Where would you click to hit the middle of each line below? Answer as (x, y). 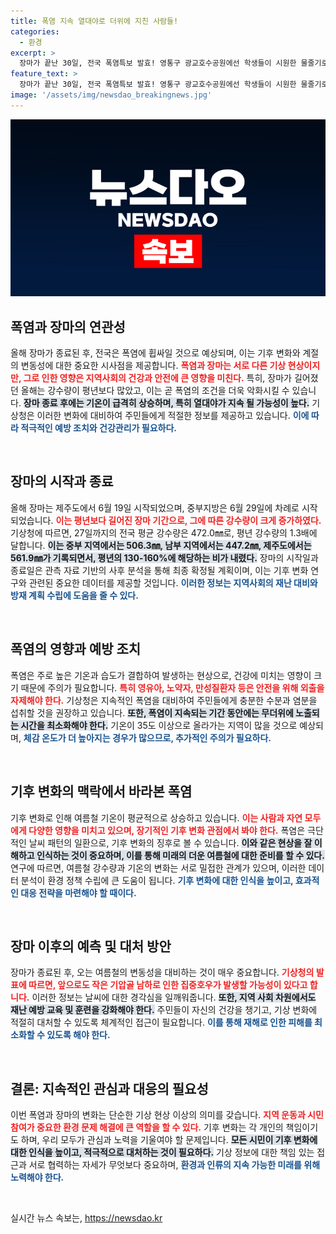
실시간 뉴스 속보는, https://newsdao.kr (86, 1218)
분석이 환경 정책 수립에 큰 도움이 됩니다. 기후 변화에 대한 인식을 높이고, (157, 880)
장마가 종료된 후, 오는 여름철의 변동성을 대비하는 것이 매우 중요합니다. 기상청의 (162, 972)
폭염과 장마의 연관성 (68, 326)
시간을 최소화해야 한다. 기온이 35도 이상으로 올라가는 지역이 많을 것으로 (159, 725)
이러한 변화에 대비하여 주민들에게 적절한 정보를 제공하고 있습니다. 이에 (173, 416)
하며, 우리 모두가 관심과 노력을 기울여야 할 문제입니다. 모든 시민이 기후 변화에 (169, 1140)
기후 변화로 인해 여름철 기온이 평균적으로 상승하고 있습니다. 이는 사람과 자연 (156, 817)
